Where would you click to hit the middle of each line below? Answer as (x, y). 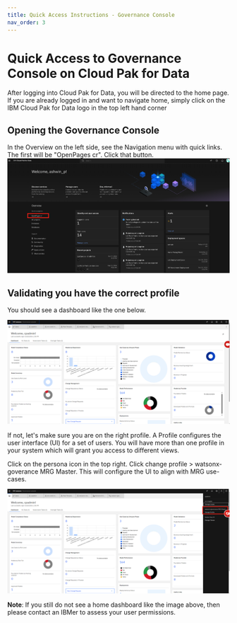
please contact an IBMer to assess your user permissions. (92, 612)
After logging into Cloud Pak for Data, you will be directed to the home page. (118, 93)
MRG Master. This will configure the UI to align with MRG (122, 471)
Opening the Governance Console (84, 130)
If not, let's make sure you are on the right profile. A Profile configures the (114, 435)
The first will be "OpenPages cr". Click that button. (80, 155)
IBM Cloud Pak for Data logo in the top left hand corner (87, 108)
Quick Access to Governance (95, 58)
